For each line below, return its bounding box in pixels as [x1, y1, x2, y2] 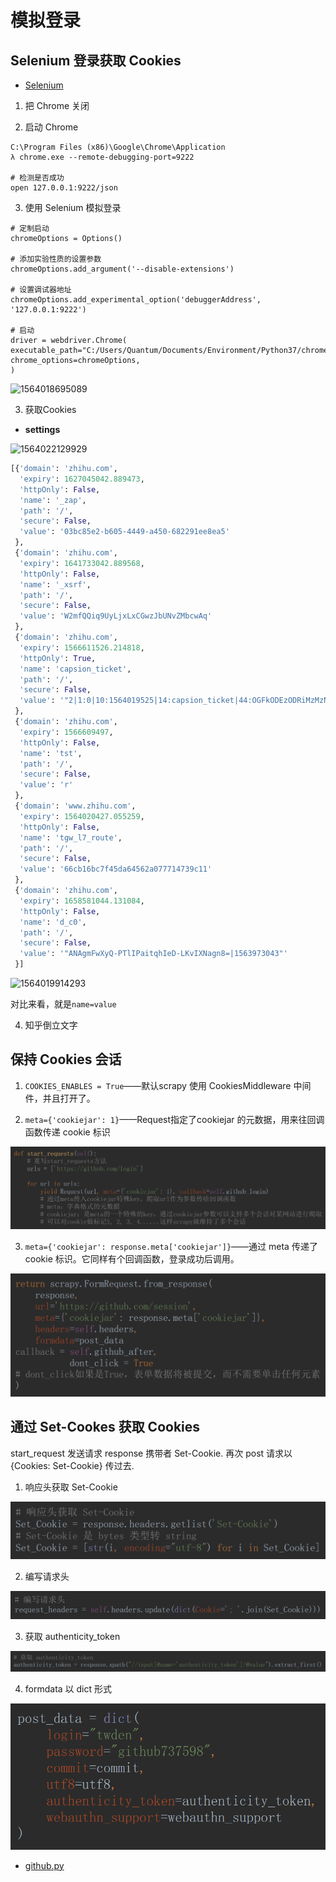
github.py [24, 1859, 65, 1871]
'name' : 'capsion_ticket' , [19, 664, 132, 674]
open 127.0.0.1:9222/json [10, 183, 118, 193]
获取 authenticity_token [24, 1630, 121, 1642]
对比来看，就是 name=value [10, 998, 117, 1010]
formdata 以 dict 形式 [24, 1683, 113, 1695]
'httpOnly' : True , [19, 653, 97, 663]
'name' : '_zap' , [19, 495, 87, 505]
